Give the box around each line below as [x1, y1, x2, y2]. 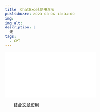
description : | [5, 25, 36, 30]
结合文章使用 [14, 102, 39, 108]
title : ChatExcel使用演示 [5, 7, 55, 12]
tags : [5, 34, 16, 39]
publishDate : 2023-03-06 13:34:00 [5, 12, 75, 16]
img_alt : [5, 20, 23, 26]
